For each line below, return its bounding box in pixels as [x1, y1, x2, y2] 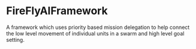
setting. [6, 36, 25, 43]
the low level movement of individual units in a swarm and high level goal [6, 30, 185, 37]
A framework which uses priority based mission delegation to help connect [6, 24, 190, 31]
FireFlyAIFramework [6, 4, 108, 18]
